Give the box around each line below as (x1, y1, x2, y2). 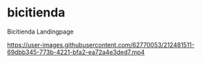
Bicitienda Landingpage (7, 27, 74, 36)
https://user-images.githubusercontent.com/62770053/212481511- (7, 40, 195, 49)
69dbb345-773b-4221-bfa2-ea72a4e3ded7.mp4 (7, 48, 145, 56)
